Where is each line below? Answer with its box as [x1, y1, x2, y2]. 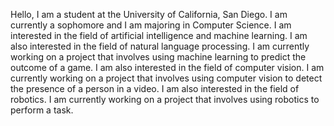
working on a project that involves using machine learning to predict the [10, 51, 307, 63]
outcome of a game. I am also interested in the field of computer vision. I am [10, 62, 325, 73]
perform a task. [10, 104, 74, 116]
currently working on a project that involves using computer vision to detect [10, 72, 323, 84]
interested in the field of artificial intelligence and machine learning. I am [10, 30, 308, 41]
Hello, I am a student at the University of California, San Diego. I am [10, 9, 288, 20]
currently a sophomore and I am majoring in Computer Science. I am [10, 19, 292, 31]
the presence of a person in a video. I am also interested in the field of [10, 83, 300, 94]
